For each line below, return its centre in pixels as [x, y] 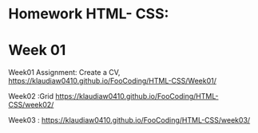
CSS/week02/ [31, 105]
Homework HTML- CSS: [89, 14]
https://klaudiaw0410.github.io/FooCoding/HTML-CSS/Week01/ [113, 81]
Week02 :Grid [31, 96]
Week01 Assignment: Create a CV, [64, 72]
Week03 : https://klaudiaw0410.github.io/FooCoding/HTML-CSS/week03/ [129, 120]
